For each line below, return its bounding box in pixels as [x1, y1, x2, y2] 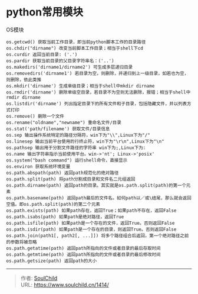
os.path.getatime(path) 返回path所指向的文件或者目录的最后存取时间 [6, 245, 161, 251]
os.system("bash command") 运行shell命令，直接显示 [6, 157, 128, 163]
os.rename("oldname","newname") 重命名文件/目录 [6, 119, 122, 125]
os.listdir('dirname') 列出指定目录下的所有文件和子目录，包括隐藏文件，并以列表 [6, 101, 187, 106]
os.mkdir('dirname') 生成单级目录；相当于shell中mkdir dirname [6, 83, 155, 89]
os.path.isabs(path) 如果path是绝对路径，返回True [6, 214, 124, 219]
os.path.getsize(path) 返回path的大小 [6, 258, 97, 264]
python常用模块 [6, 5, 84, 19]
